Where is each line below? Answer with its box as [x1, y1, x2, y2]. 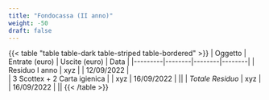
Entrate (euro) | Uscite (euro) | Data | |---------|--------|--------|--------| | [8, 57, 255, 66]
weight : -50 [8, 19, 48, 27]
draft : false [8, 26, 52, 34]
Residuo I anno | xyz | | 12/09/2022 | [8, 66, 130, 75]
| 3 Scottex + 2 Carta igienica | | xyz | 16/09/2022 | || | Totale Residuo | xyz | [8, 74, 262, 84]
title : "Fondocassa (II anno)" [8, 11, 114, 20]
